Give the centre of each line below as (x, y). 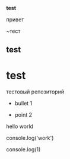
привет (15, 19)
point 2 (23, 115)
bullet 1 (23, 104)
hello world (20, 126)
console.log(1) (23, 149)
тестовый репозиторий (35, 92)
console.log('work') (30, 138)
